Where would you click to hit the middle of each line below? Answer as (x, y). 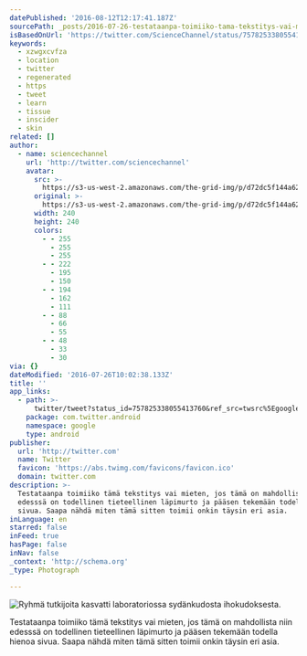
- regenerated (44, 78)
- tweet (32, 94)
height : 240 (56, 222)
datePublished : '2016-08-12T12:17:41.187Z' (94, 18)
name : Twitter (44, 460)
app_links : (30, 392)
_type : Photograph (44, 570)
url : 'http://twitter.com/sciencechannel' (108, 162)
